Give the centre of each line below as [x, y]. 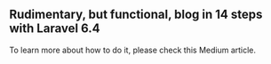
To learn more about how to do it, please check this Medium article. [132, 50]
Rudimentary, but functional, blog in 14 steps [136, 15]
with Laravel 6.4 [55, 29]
